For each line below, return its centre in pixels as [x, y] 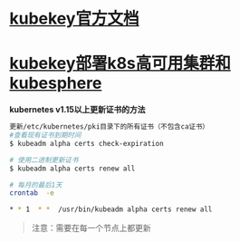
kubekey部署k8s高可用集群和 [120, 63]
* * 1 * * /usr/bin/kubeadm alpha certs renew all [111, 209]
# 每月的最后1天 [36, 185]
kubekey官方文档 [74, 19]
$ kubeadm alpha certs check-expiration [87, 143]
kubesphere [56, 83]
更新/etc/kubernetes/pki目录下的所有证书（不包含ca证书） [110, 127]
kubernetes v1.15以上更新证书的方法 [77, 110]
